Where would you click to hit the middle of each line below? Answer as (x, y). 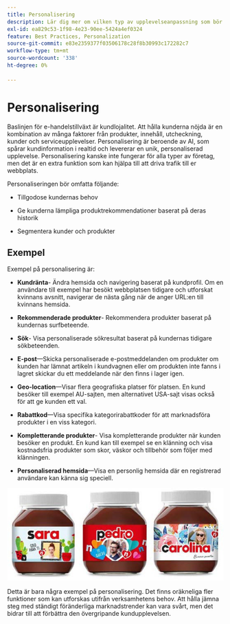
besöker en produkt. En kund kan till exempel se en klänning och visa (115, 443)
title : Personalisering (41, 14)
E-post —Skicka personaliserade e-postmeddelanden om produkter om (118, 359)
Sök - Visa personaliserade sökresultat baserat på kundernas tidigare (115, 338)
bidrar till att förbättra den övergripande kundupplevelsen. (89, 613)
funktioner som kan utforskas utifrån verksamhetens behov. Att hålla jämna (113, 599)
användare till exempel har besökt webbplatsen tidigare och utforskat (115, 290)
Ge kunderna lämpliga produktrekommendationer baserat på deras (112, 211)
